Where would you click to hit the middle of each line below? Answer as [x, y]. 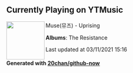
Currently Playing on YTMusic [65, 10]
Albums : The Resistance [77, 37]
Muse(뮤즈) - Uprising [73, 25]
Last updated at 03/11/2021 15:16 [86, 49]
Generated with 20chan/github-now [53, 63]
